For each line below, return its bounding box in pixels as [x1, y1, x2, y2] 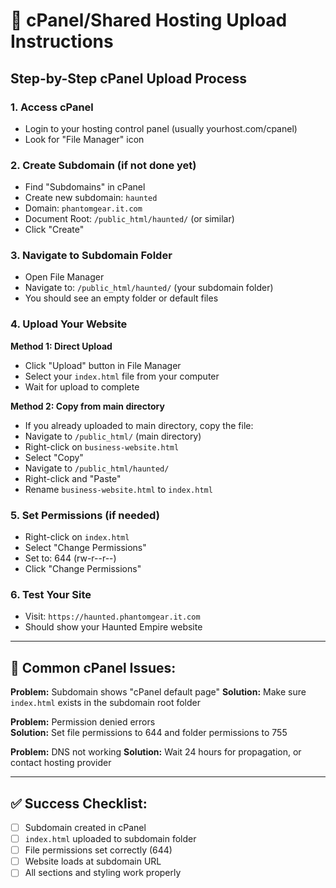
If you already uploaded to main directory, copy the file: [24, 419, 254, 431]
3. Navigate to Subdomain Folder [10, 249, 173, 263]
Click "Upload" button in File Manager [24, 359, 182, 371]
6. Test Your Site [10, 587, 92, 601]
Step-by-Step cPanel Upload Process [10, 70, 248, 87]
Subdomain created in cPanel [24, 821, 147, 833]
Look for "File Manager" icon [24, 133, 145, 145]
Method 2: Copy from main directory [10, 400, 165, 412]
